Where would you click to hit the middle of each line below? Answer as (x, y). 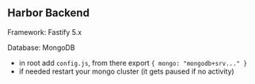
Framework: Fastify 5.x (45, 32)
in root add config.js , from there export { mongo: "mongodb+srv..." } (133, 63)
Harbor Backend (49, 13)
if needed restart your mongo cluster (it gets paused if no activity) (126, 71)
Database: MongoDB (42, 48)
